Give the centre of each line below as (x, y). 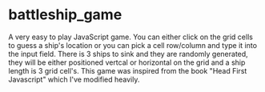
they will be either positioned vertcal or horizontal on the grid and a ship (127, 62)
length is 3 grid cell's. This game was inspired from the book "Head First (128, 70)
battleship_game (65, 15)
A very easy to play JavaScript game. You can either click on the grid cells (131, 37)
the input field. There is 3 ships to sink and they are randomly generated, (128, 54)
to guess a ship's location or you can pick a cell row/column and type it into (133, 45)
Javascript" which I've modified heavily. (74, 79)
